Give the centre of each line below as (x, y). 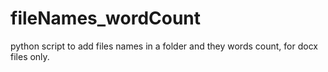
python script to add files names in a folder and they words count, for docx (164, 46)
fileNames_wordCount (106, 18)
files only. (30, 56)
